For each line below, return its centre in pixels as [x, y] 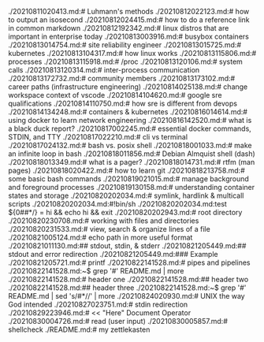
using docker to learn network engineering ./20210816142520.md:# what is [130, 120]
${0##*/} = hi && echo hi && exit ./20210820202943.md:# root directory [125, 212]
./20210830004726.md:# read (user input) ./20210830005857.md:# [118, 321]
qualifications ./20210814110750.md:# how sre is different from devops [123, 103]
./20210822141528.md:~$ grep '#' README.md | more [96, 271]
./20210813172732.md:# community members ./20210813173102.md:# [122, 78]
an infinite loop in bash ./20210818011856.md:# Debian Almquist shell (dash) [132, 154]
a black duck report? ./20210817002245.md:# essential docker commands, [130, 128]
